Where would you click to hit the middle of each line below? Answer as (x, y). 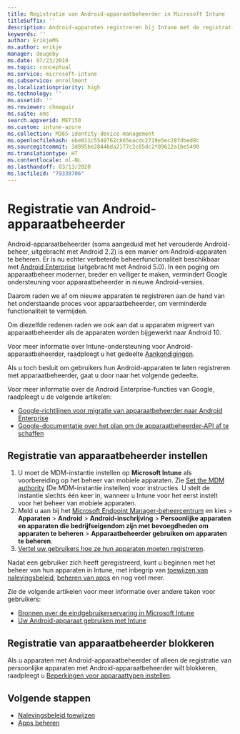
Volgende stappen (49, 698)
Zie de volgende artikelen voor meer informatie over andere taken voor (111, 592)
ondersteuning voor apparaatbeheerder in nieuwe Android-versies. (106, 282)
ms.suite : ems (29, 114)
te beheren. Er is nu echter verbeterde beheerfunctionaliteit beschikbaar (114, 259)
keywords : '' (27, 34)
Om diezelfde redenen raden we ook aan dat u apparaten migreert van (111, 324)
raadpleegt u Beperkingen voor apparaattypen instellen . (90, 675)
